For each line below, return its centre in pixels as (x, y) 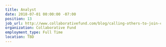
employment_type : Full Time (34, 32)
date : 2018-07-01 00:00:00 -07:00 (41, 14)
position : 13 (19, 19)
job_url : (14, 23)
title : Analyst (21, 10)
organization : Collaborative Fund (41, 28)
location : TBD (20, 37)
